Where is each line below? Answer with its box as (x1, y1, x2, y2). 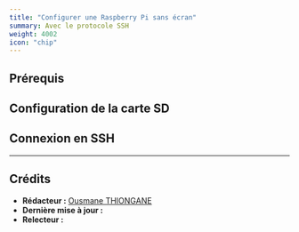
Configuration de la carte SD (9, 101, 170, 116)
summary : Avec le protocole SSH (9, 21, 129, 30)
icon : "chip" (9, 37, 58, 47)
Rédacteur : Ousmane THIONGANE (21, 195, 153, 205)
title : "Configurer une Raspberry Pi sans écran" (9, 12, 198, 22)
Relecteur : (21, 214, 64, 225)
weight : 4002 (9, 29, 58, 38)
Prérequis (9, 70, 65, 85)
